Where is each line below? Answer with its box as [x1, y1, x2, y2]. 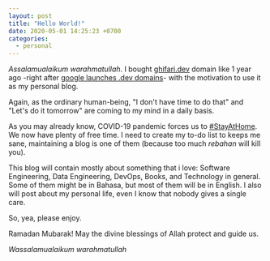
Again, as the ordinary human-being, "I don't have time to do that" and [8, 97, 244, 107]
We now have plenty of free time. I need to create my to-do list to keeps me [8, 130, 261, 140]
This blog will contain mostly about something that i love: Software [8, 163, 231, 173]
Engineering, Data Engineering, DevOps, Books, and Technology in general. [8, 172, 261, 182]
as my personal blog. [8, 82, 79, 92]
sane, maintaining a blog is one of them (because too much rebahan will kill [8, 139, 261, 148]
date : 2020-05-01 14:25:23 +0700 [8, 27, 122, 35]
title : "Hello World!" [8, 19, 85, 28]
